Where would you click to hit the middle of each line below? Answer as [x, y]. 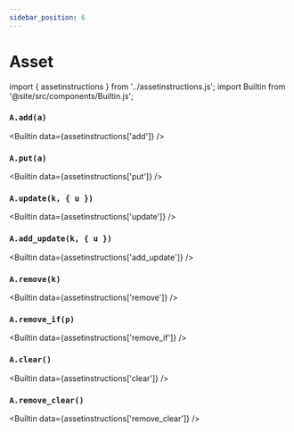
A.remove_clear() [47, 400]
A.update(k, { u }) [51, 199]
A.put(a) [28, 158]
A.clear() [30, 360]
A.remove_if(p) [42, 319]
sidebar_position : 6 [48, 17]
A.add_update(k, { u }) [61, 239]
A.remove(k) [35, 279]
